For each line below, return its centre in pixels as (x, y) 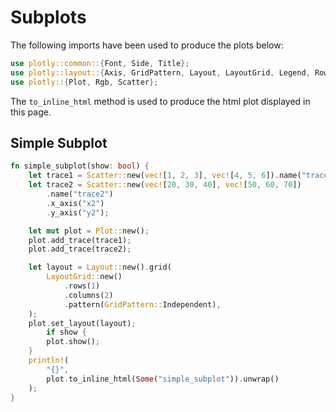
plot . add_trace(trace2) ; (80, 249)
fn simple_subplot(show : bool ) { (80, 166)
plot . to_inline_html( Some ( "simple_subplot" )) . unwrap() (163, 379)
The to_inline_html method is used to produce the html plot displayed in (160, 101)
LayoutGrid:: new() (84, 277)
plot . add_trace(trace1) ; (80, 240)
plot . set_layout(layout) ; (82, 323)
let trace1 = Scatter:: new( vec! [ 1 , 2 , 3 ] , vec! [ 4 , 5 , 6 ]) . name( (165, 176)
